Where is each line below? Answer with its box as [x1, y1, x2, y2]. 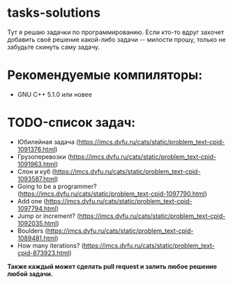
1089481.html [17, 233, 57, 242]
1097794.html [17, 204, 57, 213]
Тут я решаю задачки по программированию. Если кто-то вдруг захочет [7, 28, 225, 36]
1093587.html [17, 174, 57, 183]
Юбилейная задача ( [17, 137, 79, 146]
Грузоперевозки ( [17, 152, 70, 161]
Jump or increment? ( [17, 211, 80, 220]
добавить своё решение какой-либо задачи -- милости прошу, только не [7, 35, 226, 43]
